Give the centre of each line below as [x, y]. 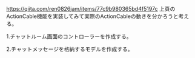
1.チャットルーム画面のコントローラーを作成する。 [69, 36]
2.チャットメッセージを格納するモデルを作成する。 [70, 49]
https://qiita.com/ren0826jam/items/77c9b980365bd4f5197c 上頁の [91, 9]
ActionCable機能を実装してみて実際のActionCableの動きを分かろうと [92, 16]
